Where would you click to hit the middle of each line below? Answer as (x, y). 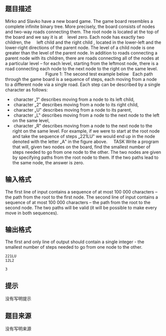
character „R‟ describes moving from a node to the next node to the (83, 126)
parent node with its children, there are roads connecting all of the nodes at (82, 58)
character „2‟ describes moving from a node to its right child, (76, 104)
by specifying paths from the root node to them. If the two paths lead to (85, 157)
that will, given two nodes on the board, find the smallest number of (81, 147)
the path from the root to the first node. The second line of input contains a (82, 197)
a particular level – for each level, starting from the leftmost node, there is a (82, 63)
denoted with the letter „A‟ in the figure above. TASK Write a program (85, 141)
